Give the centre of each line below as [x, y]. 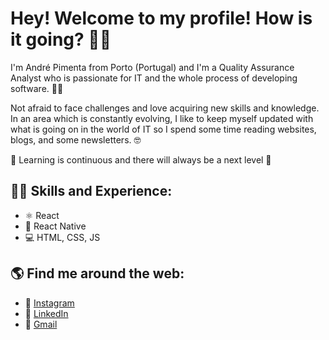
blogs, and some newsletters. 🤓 [76, 139]
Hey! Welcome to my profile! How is [161, 18]
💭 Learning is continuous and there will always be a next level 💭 [141, 159]
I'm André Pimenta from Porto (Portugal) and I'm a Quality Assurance [152, 67]
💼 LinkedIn [46, 313]
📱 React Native [55, 226]
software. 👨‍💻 [37, 88]
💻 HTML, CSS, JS [62, 237]
